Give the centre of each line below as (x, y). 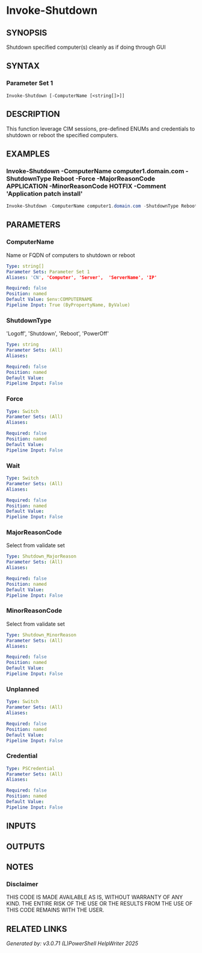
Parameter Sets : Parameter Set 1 (48, 272)
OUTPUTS (26, 846)
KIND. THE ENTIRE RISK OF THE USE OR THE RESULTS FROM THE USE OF (99, 904)
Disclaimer (22, 884)
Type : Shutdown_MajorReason (41, 557)
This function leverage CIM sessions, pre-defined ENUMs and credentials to (101, 129)
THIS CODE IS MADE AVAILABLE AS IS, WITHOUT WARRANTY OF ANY (95, 897)
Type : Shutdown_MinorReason (41, 635)
